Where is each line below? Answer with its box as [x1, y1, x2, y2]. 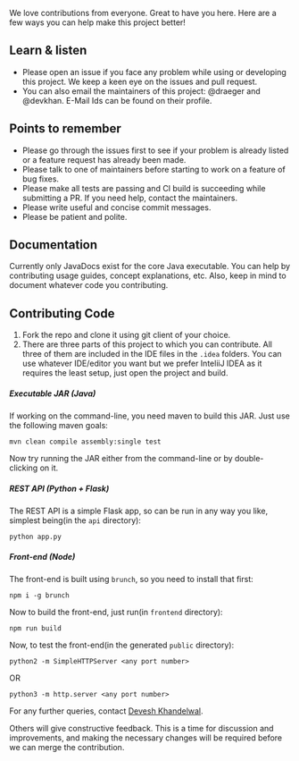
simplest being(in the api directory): [9, 515, 141, 526]
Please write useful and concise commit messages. [21, 201, 212, 213]
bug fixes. [21, 173, 60, 184]
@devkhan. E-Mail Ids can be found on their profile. [21, 95, 212, 106]
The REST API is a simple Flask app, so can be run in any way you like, [9, 505, 269, 517]
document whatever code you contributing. [9, 280, 169, 291]
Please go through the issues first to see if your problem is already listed [21, 145, 289, 156]
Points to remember [9, 121, 122, 137]
